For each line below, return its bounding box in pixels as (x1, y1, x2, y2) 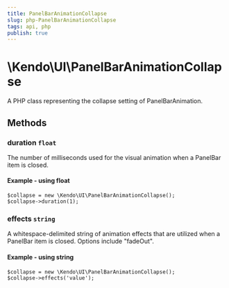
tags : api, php (7, 23, 51, 30)
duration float (7, 138, 57, 147)
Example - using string (7, 253, 74, 261)
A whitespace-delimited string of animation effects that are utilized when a (7, 230, 221, 238)
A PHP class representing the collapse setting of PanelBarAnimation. (7, 97, 203, 105)
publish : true (7, 29, 49, 37)
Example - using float (7, 177, 71, 185)
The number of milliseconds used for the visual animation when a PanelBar (7, 153, 221, 161)
